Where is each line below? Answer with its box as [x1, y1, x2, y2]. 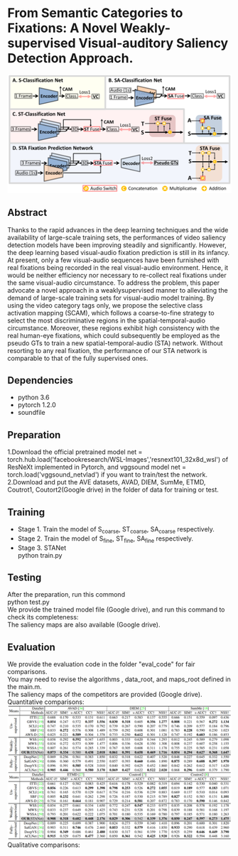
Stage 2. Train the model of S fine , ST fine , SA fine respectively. [17, 534, 194, 544]
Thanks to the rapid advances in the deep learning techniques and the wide [7, 225, 229, 234]
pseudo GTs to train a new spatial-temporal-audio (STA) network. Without [7, 339, 223, 347]
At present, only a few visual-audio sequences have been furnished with [7, 256, 220, 264]
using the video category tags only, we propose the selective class [7, 300, 203, 310]
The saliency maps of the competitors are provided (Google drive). [7, 690, 202, 699]
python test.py [7, 598, 50, 607]
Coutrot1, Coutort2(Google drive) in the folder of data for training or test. [7, 485, 219, 494]
